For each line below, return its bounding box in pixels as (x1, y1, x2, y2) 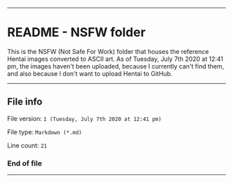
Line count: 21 (7, 141, 47, 149)
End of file (7, 158, 42, 168)
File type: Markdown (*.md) (7, 127, 82, 136)
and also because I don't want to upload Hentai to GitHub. (7, 69, 173, 78)
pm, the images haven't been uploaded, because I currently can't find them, (7, 62, 224, 70)
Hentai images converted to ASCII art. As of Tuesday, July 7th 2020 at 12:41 (7, 55, 223, 63)
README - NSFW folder (7, 25, 146, 40)
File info (7, 96, 43, 108)
